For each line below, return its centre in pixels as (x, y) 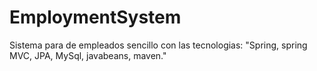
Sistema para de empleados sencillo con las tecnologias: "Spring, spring (158, 45)
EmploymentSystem (95, 17)
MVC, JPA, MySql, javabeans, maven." (88, 55)
